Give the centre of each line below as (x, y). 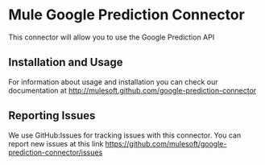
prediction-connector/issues (56, 152)
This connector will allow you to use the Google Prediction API (112, 37)
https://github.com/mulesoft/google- (166, 143)
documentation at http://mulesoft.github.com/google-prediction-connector (132, 90)
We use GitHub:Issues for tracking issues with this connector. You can (125, 135)
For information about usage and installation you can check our (114, 81)
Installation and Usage (66, 62)
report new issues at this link (56, 143)
